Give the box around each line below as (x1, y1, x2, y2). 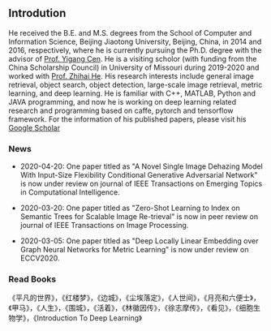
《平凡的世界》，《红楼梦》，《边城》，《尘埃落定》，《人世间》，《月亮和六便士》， (8, 293, 261, 303)
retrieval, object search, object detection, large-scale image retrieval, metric (8, 80, 263, 89)
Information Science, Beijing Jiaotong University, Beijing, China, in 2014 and (8, 37, 262, 46)
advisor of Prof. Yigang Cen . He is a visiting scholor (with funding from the (8, 54, 257, 63)
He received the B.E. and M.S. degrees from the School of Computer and (8, 28, 252, 37)
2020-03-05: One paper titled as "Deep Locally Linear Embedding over (19, 236, 259, 246)
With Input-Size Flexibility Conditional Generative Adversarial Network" (19, 170, 258, 180)
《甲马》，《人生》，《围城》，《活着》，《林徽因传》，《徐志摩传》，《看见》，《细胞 (8, 303, 254, 313)
